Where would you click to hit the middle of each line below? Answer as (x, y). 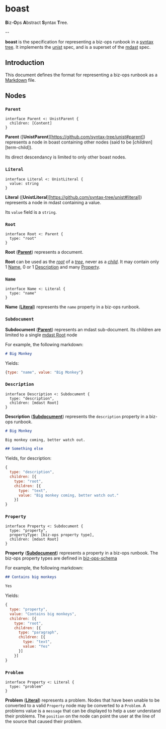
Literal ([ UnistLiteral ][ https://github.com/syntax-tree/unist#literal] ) (74, 197)
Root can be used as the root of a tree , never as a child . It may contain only (82, 262)
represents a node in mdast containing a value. (53, 202)
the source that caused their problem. (44, 721)
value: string (24, 183)
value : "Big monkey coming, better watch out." (69, 495)
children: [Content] (31, 123)
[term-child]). (19, 147)
